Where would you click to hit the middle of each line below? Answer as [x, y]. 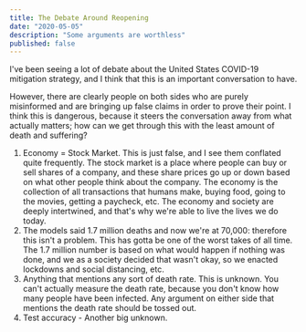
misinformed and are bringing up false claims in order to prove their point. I [150, 107]
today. [35, 221]
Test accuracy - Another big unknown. [95, 318]
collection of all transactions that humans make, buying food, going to [154, 192]
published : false [42, 43]
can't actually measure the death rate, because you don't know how [151, 289]
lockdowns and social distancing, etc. [93, 269]
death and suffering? [49, 135]
